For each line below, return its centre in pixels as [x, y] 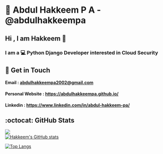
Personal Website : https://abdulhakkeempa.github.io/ [62, 94]
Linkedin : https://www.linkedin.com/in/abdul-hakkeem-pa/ [68, 105]
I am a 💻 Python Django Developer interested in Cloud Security [81, 52]
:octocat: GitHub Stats [40, 121]
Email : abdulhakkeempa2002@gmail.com [49, 83]
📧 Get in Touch [28, 70]
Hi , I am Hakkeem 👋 [36, 38]
